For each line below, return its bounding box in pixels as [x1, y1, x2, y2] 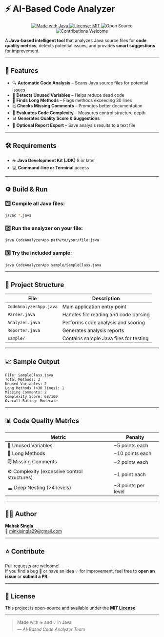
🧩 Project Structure [5, 281, 64, 289]
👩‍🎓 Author [5, 510, 37, 518]
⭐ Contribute [5, 547, 45, 556]
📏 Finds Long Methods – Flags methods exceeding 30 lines [12, 97, 132, 103]
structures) [7, 474, 33, 481]
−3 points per [114, 482, 145, 489]
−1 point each [114, 471, 146, 478]
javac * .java [5, 213, 32, 218]
